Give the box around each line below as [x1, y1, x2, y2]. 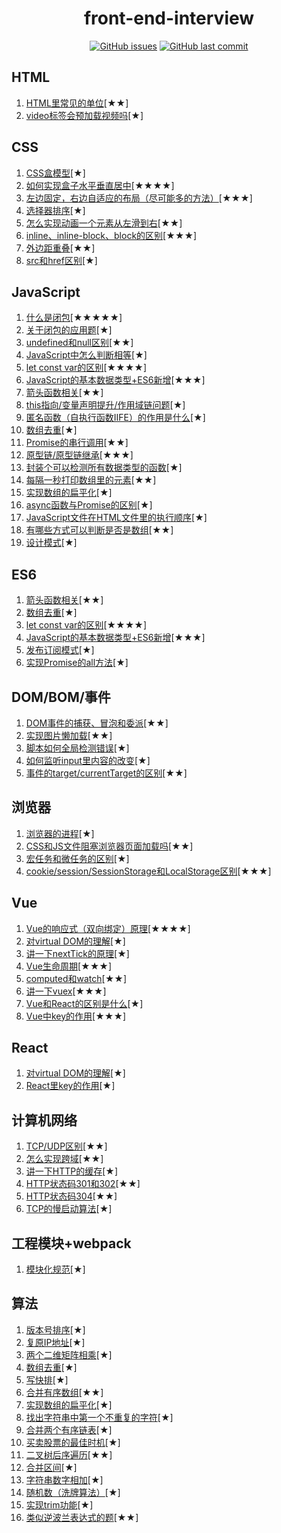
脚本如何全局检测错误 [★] [25, 742, 130, 754]
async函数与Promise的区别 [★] [25, 499, 153, 511]
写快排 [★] [25, 1373, 69, 1386]
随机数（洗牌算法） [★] [25, 1486, 121, 1498]
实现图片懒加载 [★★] [25, 730, 113, 741]
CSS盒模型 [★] [25, 167, 86, 179]
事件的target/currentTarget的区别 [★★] [25, 767, 188, 779]
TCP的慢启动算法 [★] [25, 1203, 113, 1215]
